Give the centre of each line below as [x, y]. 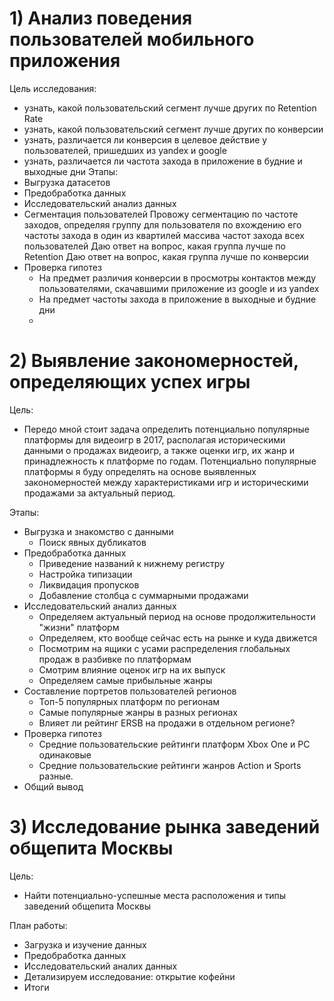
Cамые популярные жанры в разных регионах [138, 712]
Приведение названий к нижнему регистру [131, 563]
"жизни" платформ [79, 627]
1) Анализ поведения [101, 18]
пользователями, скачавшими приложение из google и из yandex [179, 288]
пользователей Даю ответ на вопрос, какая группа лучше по [154, 246]
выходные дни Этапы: [71, 171]
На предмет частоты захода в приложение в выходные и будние [177, 299]
